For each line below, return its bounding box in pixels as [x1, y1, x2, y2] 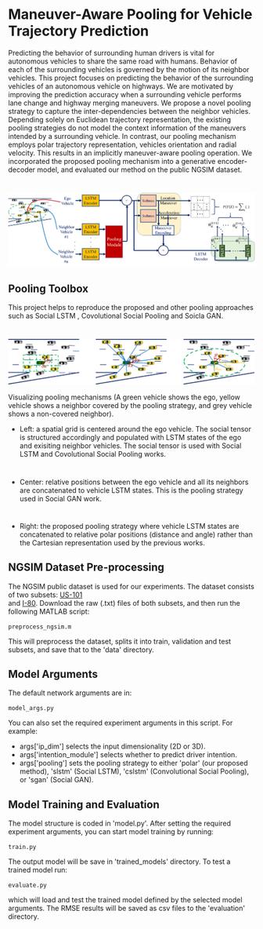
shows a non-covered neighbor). [8, 410, 114, 419]
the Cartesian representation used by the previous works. [19, 537, 206, 547]
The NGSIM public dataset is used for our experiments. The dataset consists [8, 581, 254, 591]
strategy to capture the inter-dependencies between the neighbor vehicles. [8, 106, 250, 115]
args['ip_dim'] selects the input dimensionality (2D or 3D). [19, 741, 206, 751]
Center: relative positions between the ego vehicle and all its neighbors [19, 477, 249, 486]
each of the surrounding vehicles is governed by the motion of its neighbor [8, 64, 250, 74]
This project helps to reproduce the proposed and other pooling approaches [8, 303, 254, 312]
